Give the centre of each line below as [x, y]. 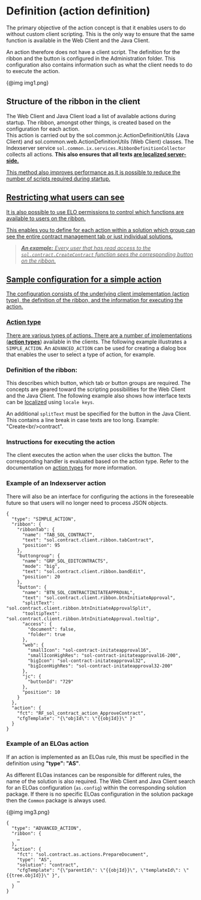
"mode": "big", [41, 566]
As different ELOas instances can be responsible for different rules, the [94, 775]
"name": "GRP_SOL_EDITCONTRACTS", [65, 561]
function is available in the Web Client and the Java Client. [78, 40]
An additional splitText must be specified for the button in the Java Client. [99, 413]
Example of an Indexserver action [56, 483]
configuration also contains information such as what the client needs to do [100, 65]
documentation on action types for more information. [72, 468]
